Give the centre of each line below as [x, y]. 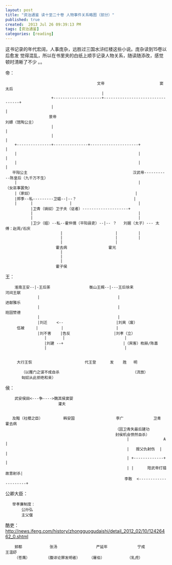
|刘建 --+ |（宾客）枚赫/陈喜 [101, 344]
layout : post [19, 10]
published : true [23, 19]
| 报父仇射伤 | [144, 449]
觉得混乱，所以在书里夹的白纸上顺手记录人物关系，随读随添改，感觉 [92, 55]
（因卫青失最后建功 [132, 429]
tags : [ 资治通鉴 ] [22, 29]
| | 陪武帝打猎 [147, 468]
